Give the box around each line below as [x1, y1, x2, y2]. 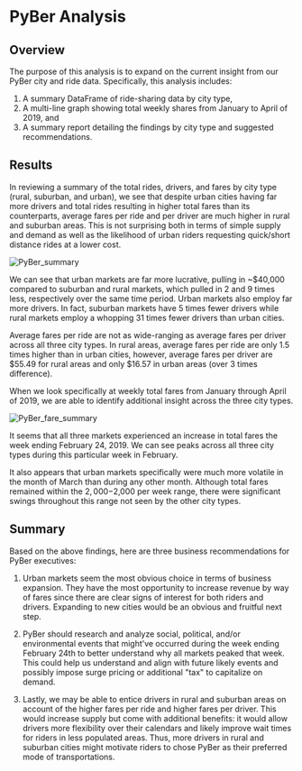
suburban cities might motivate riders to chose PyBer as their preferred [22, 741, 288, 752]
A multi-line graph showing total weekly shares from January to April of [22, 103, 288, 114]
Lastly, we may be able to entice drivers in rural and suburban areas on [22, 693, 287, 704]
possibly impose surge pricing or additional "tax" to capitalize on [22, 666, 263, 677]
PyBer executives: [9, 555, 77, 565]
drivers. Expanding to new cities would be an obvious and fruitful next [22, 601, 282, 612]
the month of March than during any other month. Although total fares [9, 476, 269, 487]
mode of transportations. [22, 751, 115, 762]
